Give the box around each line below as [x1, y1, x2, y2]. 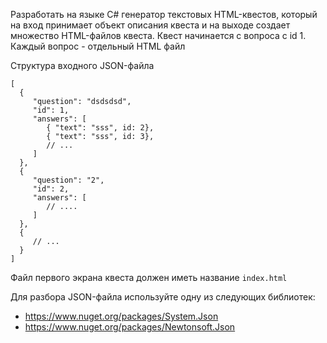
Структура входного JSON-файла [10, 60, 155, 71]
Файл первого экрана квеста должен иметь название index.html [10, 272, 288, 283]
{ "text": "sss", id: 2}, [46, 123, 155, 133]
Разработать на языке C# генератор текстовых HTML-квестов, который [10, 9, 318, 20]
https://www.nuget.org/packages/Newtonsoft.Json [24, 321, 236, 333]
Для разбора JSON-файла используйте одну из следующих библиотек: [10, 291, 316, 303]
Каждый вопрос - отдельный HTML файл [10, 40, 186, 52]
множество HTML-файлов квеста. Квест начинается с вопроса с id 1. [10, 30, 307, 41]
